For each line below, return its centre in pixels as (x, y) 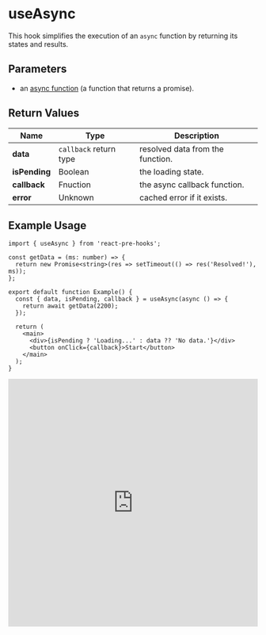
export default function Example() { (70, 293)
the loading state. (172, 171)
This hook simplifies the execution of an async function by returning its (123, 36)
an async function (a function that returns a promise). (107, 88)
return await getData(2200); (70, 306)
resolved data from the (182, 149)
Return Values (44, 113)
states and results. (38, 44)
